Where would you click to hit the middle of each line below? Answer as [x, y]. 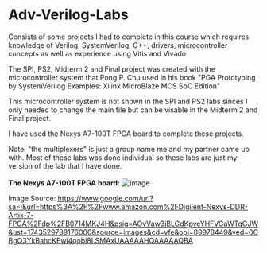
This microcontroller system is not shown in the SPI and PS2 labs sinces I [128, 101]
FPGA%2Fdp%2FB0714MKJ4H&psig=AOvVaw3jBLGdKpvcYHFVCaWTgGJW [133, 224]
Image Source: [32, 198]
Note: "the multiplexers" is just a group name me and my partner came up [129, 149]
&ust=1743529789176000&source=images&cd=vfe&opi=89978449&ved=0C [133, 232]
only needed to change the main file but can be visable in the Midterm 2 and [133, 110]
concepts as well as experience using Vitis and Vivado [97, 53]
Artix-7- [21, 215]
